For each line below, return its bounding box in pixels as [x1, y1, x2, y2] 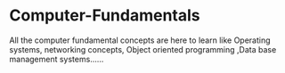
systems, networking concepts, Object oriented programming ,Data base [9, 44, 277, 54]
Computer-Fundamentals [9, 5, 200, 26]
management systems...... [9, 53, 104, 64]
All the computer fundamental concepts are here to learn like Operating [9, 35, 271, 45]
